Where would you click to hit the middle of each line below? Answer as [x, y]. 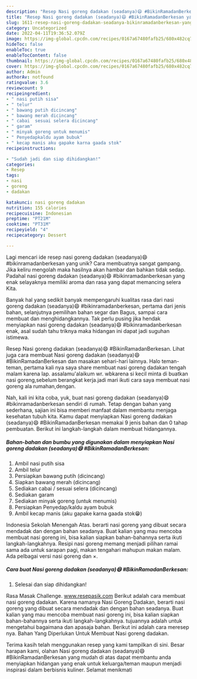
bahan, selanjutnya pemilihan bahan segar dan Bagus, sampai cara [87, 312]
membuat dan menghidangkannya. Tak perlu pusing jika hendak [84, 318]
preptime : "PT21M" [28, 219]
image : [14, 39]
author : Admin [23, 72]
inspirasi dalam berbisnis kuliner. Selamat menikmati [69, 670]
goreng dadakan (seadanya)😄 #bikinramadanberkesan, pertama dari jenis [96, 306]
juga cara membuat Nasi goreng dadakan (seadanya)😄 [73, 355]
